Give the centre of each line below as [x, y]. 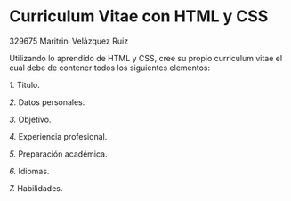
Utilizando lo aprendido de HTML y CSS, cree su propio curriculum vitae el [146, 58]
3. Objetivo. [30, 119]
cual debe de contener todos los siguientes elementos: [110, 68]
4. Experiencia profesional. [58, 136]
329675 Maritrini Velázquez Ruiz [69, 41]
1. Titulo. [24, 84]
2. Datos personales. [47, 102]
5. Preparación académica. [59, 154]
